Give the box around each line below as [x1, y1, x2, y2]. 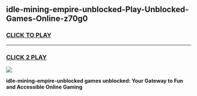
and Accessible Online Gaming [6, 83, 83, 90]
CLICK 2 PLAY [6, 53, 47, 61]
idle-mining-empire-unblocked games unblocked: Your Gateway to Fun [6, 77, 184, 84]
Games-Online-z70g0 [6, 14, 88, 24]
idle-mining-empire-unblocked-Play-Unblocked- [6, 5, 189, 15]
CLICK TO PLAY [6, 31, 52, 40]
